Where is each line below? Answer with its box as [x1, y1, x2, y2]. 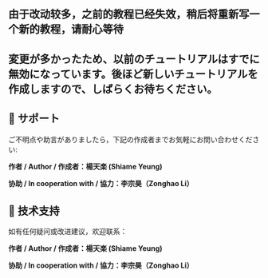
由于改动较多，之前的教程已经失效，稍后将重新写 [8, 7, 250, 22]
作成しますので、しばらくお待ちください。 [8, 82, 218, 96]
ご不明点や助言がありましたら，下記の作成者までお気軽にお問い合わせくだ [8, 134, 253, 144]
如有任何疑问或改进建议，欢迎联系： [8, 227, 128, 236]
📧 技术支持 [8, 204, 60, 217]
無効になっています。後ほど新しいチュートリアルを [8, 67, 258, 81]
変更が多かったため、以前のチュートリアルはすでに [8, 52, 260, 66]
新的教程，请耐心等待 [18, 22, 124, 36]
